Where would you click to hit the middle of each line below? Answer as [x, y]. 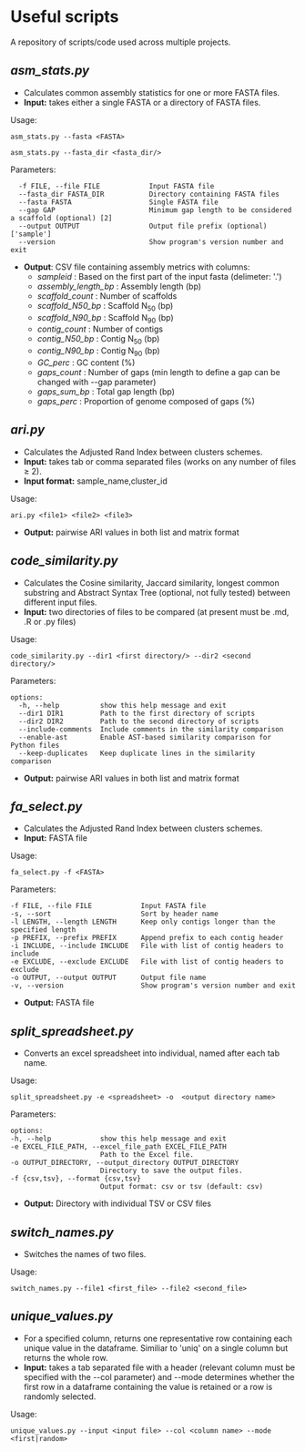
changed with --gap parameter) [97, 382]
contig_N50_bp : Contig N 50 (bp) [98, 340]
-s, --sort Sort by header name [115, 914]
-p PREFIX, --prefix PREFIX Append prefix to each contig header [147, 938]
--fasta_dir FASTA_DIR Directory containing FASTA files [149, 194]
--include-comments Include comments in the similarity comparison [151, 729]
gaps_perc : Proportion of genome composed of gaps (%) [146, 401]
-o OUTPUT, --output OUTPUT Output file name [108, 978]
